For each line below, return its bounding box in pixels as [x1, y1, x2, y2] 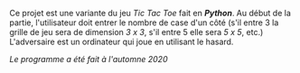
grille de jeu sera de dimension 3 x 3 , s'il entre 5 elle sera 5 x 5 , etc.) [9, 27, 264, 37]
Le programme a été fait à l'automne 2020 [9, 54, 168, 64]
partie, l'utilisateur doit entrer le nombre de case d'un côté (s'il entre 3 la [9, 17, 279, 28]
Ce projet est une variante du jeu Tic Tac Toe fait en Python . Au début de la [9, 8, 291, 18]
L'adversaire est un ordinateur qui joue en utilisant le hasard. [9, 36, 234, 47]
